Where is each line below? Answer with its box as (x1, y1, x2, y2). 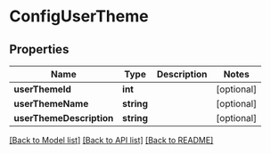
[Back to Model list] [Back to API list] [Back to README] (9, 135, 214, 145)
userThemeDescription (13, 112, 114, 124)
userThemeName (13, 98, 89, 109)
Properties (9, 42, 70, 57)
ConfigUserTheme (9, 6, 149, 27)
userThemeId (13, 83, 71, 95)
